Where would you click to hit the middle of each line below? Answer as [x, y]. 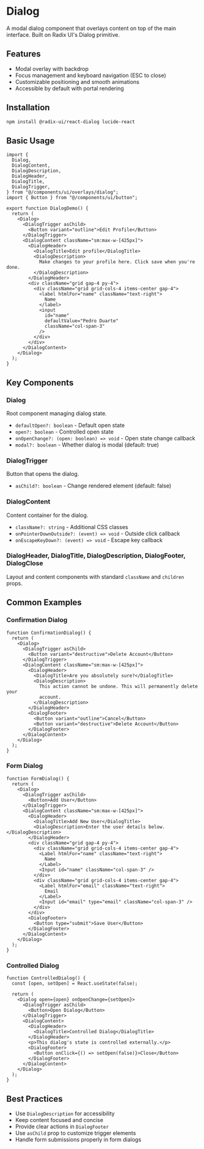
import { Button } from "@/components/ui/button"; [72, 198]
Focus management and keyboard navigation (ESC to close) [91, 75]
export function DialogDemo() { [47, 209]
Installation [28, 107]
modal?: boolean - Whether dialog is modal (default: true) [87, 445]
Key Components [40, 382]
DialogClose [25, 563]
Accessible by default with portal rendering [69, 88]
